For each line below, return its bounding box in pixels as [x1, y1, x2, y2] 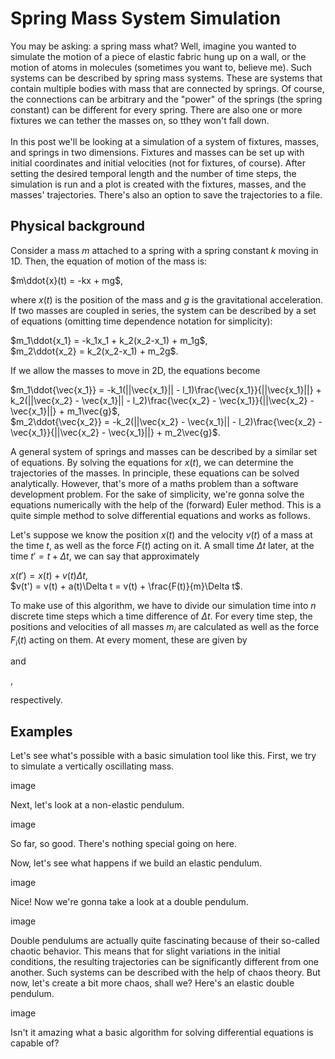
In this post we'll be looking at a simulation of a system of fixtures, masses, [10, 135, 320, 147]
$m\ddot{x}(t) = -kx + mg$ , [10, 274, 123, 286]
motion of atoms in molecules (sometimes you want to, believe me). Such [10, 61, 313, 73]
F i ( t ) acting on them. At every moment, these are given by [10, 633, 248, 648]
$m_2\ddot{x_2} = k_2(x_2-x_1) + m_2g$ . [10, 345, 179, 357]
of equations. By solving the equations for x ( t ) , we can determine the [10, 456, 294, 468]
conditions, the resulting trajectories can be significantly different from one [10, 956, 319, 968]
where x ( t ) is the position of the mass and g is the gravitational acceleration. [10, 293, 324, 306]
